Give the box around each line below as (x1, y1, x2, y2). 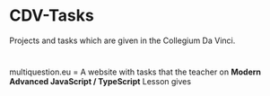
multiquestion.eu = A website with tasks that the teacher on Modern (9, 66, 262, 77)
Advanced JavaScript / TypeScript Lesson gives (9, 76, 191, 87)
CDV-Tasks (9, 5, 94, 26)
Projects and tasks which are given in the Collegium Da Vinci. (9, 35, 236, 46)
